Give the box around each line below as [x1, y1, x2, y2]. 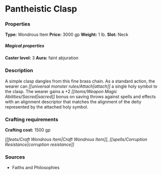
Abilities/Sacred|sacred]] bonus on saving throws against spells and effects [5, 94, 156, 99]
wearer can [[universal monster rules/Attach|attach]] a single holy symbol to [5, 83, 158, 89]
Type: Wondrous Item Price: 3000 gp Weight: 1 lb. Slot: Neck [5, 32, 129, 37]
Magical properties [5, 43, 44, 49]
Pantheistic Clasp [5, 3, 77, 15]
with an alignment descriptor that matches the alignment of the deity [5, 98, 142, 105]
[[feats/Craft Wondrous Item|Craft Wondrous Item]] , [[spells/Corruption [5, 137, 147, 143]
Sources [5, 154, 25, 160]
